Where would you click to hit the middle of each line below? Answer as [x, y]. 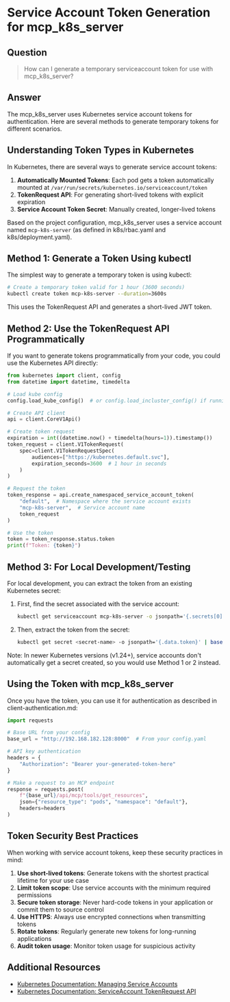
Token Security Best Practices [73, 836]
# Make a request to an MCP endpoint [61, 783]
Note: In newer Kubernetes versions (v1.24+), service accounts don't [104, 655]
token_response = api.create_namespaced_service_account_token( [101, 495]
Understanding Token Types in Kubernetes [101, 150]
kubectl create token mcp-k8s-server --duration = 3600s [87, 294]
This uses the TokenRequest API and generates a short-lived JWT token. [110, 307]
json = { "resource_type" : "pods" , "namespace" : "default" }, [104, 802]
